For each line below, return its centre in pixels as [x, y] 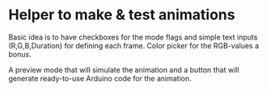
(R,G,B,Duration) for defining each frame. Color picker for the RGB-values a [134, 45]
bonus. [20, 54]
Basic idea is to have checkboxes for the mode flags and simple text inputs [133, 37]
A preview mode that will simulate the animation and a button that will [124, 69]
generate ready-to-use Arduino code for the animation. [100, 78]
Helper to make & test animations [122, 15]
